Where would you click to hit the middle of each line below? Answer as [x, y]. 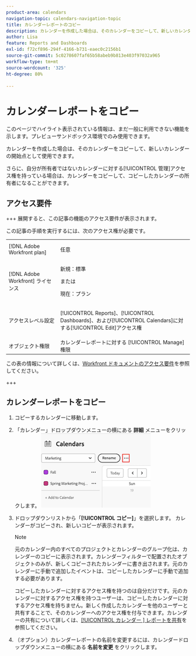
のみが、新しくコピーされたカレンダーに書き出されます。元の [109, 564]
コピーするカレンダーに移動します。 [58, 417]
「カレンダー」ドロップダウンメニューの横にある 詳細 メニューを [92, 430]
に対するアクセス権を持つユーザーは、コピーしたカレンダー [106, 598]
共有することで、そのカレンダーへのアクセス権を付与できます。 [91, 612]
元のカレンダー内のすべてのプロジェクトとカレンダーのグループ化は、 [98, 549]
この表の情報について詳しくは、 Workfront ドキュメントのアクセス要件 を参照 [98, 363]
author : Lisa [22, 37]
